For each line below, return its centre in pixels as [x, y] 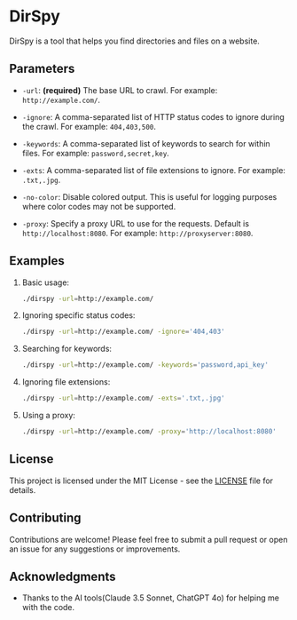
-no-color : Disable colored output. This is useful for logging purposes [149, 196]
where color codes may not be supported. [99, 206]
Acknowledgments [63, 576]
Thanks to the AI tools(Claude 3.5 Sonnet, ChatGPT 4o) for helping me [150, 598]
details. [23, 489]
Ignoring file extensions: [66, 382]
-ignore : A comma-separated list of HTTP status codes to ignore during [153, 116]
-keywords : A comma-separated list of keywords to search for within [146, 143]
